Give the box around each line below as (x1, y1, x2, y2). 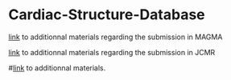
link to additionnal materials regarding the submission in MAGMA (8, 32, 223, 42)
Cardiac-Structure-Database (8, 6, 205, 24)
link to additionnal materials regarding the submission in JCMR (8, 47, 216, 57)
